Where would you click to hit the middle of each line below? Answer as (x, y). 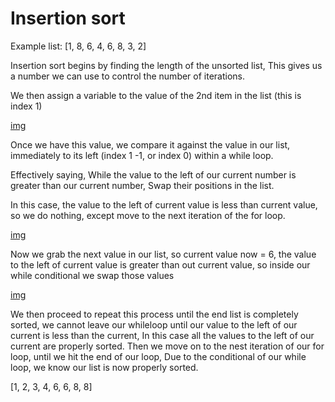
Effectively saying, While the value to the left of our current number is (153, 174)
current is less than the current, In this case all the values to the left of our (162, 335)
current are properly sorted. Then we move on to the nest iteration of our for (167, 346)
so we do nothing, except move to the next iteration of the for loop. (148, 215)
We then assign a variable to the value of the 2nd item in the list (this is (156, 95)
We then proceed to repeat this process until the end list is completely (154, 314)
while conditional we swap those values (92, 275)
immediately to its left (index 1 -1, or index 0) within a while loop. (142, 155)
